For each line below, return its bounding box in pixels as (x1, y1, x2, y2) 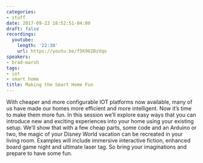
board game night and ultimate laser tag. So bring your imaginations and (6, 143, 187, 150)
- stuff (6, 14, 26, 21)
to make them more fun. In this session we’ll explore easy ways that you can (6, 111, 196, 118)
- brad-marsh (6, 59, 39, 65)
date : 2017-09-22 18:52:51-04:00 (6, 20, 91, 26)
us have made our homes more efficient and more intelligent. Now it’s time (6, 105, 192, 112)
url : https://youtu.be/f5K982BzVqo (17, 48, 107, 54)
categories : (6, 8, 36, 15)
